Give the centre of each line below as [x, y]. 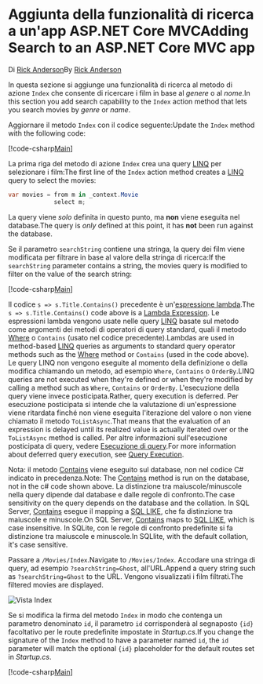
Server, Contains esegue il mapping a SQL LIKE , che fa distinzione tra [121, 511]
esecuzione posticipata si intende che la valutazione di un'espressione [122, 404]
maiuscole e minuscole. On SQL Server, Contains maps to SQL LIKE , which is [131, 519]
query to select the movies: [52, 180]
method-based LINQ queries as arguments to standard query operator [122, 346]
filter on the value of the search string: [70, 274]
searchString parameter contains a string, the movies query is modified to [128, 265]
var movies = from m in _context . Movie [73, 195]
